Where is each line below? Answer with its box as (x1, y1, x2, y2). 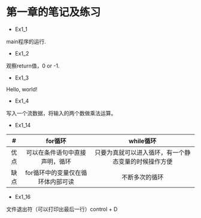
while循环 (128, 137, 157, 145)
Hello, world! (6, 85, 38, 93)
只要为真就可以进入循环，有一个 (95, 148, 185, 156)
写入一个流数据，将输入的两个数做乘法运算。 (6, 109, 117, 116)
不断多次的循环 (121, 173, 164, 181)
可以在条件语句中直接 (26, 148, 87, 156)
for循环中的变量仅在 (25, 168, 81, 177)
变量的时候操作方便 (118, 157, 173, 165)
